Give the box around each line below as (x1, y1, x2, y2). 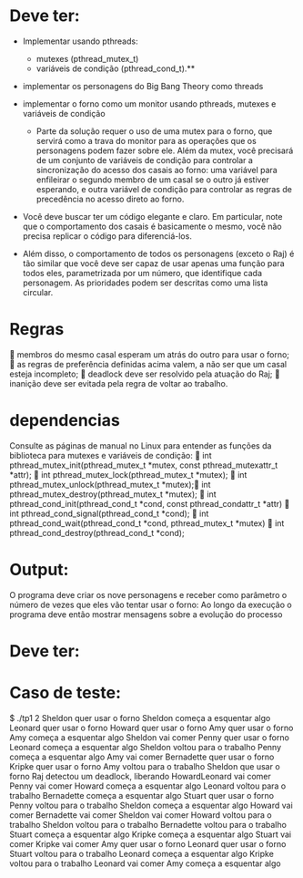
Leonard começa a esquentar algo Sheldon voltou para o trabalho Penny (9, 741, 282, 752)
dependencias (9, 410, 120, 431)
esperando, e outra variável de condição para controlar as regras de (35, 183, 293, 194)
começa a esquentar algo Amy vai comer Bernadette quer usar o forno (9, 751, 275, 762)
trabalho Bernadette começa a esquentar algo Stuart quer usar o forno (9, 790, 275, 801)
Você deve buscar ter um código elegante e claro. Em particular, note (22, 211, 283, 222)
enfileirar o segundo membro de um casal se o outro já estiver (35, 174, 270, 185)
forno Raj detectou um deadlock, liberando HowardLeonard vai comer (9, 770, 271, 781)
